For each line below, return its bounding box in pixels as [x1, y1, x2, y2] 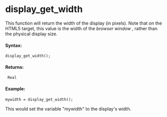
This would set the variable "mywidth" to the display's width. [5, 105, 132, 111]
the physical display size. [5, 31, 58, 37]
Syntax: [5, 42, 22, 48]
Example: [5, 85, 26, 91]
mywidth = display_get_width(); [5, 97, 73, 102]
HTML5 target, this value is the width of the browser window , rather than [5, 25, 158, 31]
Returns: [5, 64, 24, 70]
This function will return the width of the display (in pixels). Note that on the [5, 20, 162, 26]
